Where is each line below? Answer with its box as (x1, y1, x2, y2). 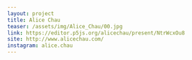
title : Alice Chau (7, 17, 61, 23)
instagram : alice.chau (7, 42, 73, 49)
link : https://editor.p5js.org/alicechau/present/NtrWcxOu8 (7, 29, 186, 37)
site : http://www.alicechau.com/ (7, 36, 104, 43)
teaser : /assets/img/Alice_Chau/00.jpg (7, 23, 123, 30)
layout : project (7, 10, 54, 17)
